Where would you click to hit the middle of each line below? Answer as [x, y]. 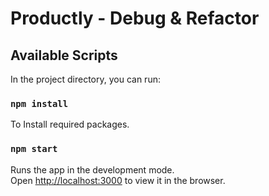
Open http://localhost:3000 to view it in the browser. [118, 180]
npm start [34, 149]
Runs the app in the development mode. [92, 169]
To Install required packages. [70, 124]
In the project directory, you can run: [85, 79]
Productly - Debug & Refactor [135, 18]
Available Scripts [64, 55]
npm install [39, 103]
